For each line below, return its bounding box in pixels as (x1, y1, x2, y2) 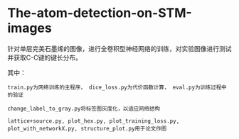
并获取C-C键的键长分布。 (7, 53, 82, 62)
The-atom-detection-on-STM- (7, 5, 192, 21)
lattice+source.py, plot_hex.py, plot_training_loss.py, (7, 117, 180, 125)
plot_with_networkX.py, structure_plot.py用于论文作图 (7, 125, 167, 132)
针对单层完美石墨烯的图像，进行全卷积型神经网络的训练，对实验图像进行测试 (7, 44, 232, 52)
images (7, 20, 52, 36)
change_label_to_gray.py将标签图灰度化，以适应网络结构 (7, 105, 161, 112)
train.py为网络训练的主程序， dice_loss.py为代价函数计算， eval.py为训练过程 (7, 84, 222, 91)
